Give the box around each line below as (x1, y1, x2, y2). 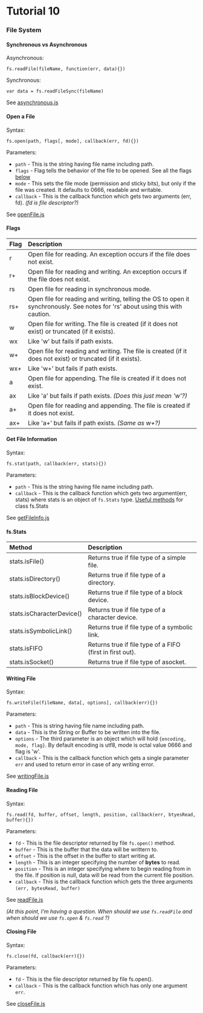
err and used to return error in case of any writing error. (14, 761, 155, 768)
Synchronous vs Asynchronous (6, 41, 88, 48)
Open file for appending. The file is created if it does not (28, 374, 187, 382)
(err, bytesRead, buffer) (14, 885, 80, 891)
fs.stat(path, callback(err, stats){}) (6, 461, 107, 467)
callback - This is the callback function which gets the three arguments (14, 877, 193, 885)
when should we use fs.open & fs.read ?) (6, 914, 110, 921)
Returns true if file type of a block (88, 588, 183, 597)
